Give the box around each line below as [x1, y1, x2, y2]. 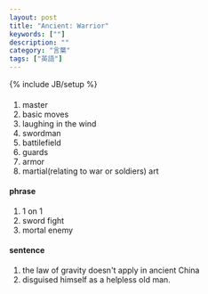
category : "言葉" [9, 46, 71, 55]
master [21, 99, 49, 110]
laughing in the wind [21, 118, 97, 129]
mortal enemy [21, 225, 74, 235]
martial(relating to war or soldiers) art [21, 166, 159, 176]
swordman [21, 127, 61, 138]
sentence [9, 245, 45, 256]
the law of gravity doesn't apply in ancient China [21, 265, 200, 275]
